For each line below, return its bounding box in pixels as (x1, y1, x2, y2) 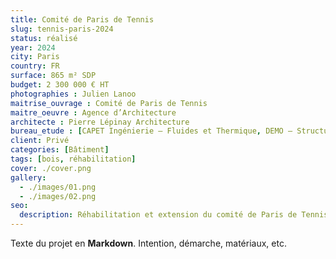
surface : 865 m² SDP (10, 71, 97, 81)
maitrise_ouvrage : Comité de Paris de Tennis (10, 98, 208, 108)
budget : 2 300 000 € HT (10, 80, 110, 90)
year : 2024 (10, 42, 56, 53)
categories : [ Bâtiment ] (10, 145, 110, 155)
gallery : (10, 172, 47, 183)
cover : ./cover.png (10, 163, 92, 173)
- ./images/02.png (19, 191, 97, 201)
